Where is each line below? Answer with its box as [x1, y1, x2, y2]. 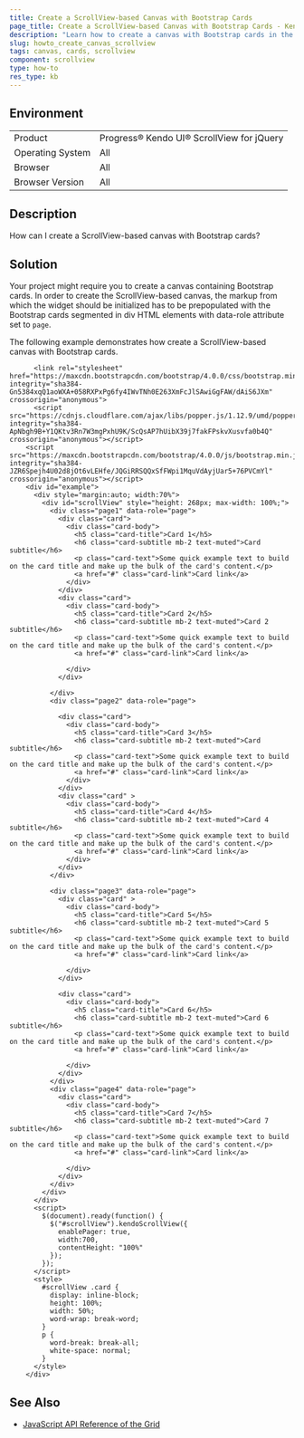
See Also [9, 1395, 61, 1410]
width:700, [57, 1235, 100, 1245]
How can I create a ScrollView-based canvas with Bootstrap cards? [9, 230, 261, 241]
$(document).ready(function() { [42, 1212, 165, 1221]
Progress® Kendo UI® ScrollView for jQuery [99, 131, 284, 144]
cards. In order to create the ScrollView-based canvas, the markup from [9, 291, 278, 302]
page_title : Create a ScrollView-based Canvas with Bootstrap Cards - [9, 22, 281, 31]
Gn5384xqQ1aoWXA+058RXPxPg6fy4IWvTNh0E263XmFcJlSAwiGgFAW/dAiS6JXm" [9, 388, 273, 397]
